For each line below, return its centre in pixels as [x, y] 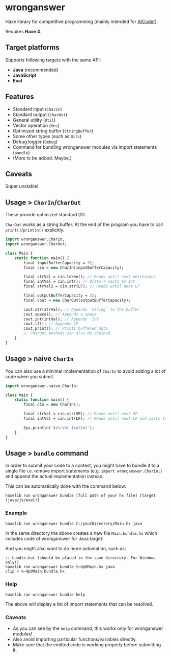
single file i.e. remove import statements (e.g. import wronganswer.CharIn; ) [84, 471]
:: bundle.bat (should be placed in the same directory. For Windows [81, 558]
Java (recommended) [35, 70]
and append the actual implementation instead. [55, 477]
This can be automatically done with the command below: [66, 486]
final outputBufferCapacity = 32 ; [60, 296]
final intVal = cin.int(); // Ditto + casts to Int [80, 282]
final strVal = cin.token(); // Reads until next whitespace [90, 277]
